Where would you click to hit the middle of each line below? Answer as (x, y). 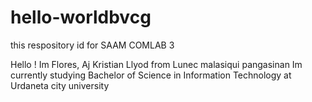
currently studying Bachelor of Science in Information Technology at (151, 75)
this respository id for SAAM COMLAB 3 (92, 45)
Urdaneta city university (60, 85)
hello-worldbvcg (81, 17)
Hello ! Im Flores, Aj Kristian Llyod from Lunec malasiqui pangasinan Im (156, 64)
